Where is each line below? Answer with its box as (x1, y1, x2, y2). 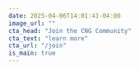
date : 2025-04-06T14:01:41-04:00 (8, 11, 121, 20)
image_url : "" (8, 19, 57, 27)
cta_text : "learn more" (8, 34, 89, 43)
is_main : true (8, 49, 57, 57)
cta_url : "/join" (8, 42, 67, 50)
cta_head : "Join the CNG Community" (8, 27, 132, 35)
